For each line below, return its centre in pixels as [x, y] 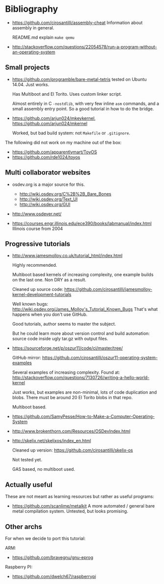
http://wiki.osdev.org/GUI [45, 204]
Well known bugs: [30, 304]
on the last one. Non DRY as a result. [49, 280]
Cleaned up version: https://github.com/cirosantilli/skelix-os [72, 450]
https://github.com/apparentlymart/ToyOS [54, 152]
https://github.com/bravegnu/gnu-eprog [53, 557]
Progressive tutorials [38, 244]
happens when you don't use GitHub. [50, 314]
